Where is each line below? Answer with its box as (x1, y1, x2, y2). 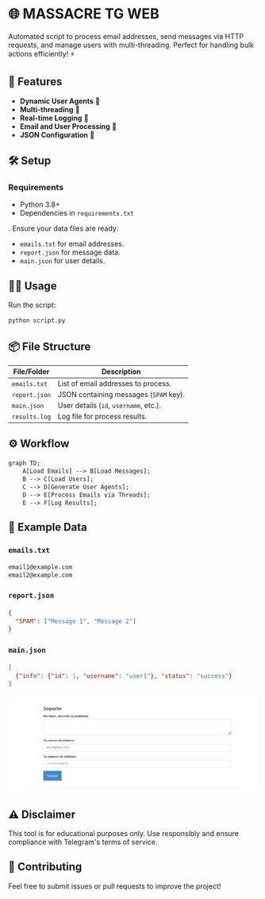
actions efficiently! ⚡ (8, 49, 75, 58)
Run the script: (8, 300, 56, 310)
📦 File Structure (8, 340, 91, 353)
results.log (11, 413, 52, 422)
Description (102, 367, 141, 376)
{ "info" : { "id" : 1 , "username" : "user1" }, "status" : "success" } (15, 671, 232, 680)
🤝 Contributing (8, 860, 83, 874)
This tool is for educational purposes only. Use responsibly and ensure (8, 829, 240, 838)
